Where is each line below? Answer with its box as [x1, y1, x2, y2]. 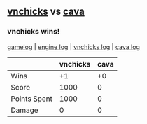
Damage [10, 105, 38, 115]
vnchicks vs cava [7, 6, 85, 18]
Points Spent [10, 94, 52, 104]
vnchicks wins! [7, 27, 60, 36]
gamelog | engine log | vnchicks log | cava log [7, 42, 140, 51]
